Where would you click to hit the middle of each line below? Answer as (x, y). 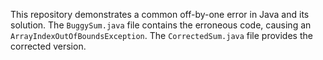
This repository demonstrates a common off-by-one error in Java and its (160, 14)
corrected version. (48, 46)
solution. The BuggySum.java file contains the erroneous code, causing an (161, 25)
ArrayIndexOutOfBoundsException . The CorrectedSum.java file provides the (161, 35)
